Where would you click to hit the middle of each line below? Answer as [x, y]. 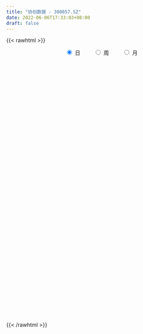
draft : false [23, 23]
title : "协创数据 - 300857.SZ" [44, 12]
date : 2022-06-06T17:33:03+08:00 [48, 18]
